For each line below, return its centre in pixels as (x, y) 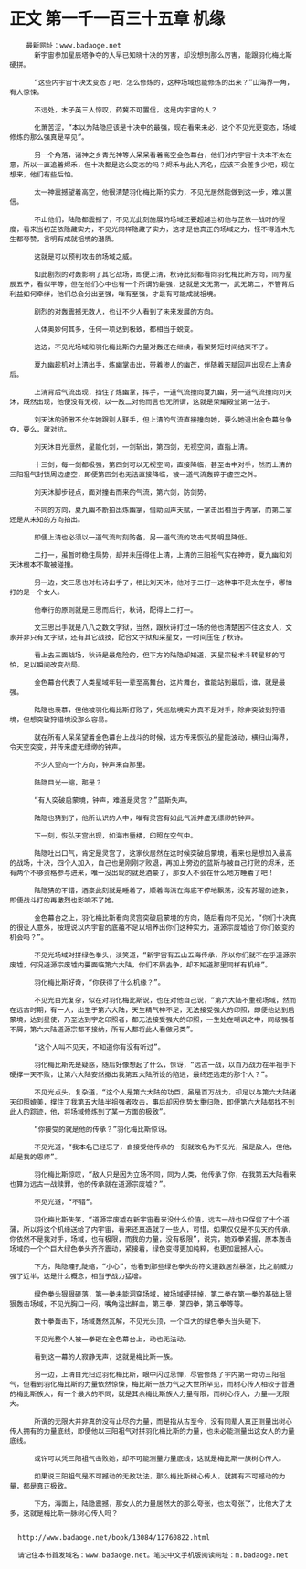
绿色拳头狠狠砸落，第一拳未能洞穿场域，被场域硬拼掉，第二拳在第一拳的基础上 (159, 1294)
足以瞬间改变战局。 (53, 665)
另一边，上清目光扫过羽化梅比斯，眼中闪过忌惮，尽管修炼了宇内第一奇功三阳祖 (159, 1374)
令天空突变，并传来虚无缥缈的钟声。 (68, 747)
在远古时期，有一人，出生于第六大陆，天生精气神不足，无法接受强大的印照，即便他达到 (149, 1010)
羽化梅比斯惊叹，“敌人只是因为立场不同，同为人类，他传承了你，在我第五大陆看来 (165, 1174)
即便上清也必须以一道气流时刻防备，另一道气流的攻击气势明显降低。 (142, 537)
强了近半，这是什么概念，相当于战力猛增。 (78, 1276)
